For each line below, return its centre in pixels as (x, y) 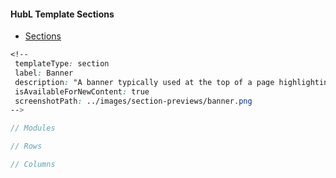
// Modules (33, 128)
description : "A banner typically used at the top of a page (144, 82)
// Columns (33, 165)
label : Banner (44, 73)
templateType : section (62, 64)
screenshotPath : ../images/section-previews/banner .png (133, 101)
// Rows (26, 146)
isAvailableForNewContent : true (82, 91)
